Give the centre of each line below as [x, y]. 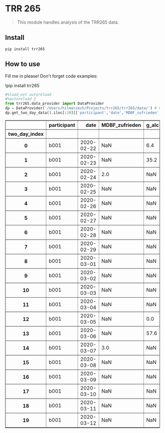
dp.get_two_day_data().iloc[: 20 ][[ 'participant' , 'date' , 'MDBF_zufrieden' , [83, 113]
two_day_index [26, 134]
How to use [23, 64]
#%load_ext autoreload [28, 94]
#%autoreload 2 [21, 99]
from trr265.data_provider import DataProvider [55, 104]
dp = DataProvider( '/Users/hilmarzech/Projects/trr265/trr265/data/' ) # [81, 108]
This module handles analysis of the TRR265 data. [68, 22]
